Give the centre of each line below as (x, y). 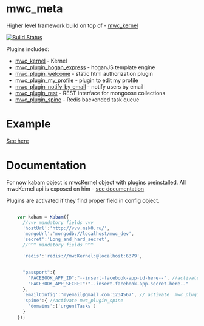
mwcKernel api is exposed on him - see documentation (75, 188)
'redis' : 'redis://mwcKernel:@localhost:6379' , (82, 256)
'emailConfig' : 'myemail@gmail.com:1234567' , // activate (96, 295)
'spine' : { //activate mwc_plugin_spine (73, 301)
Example (29, 124)
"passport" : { (39, 272)
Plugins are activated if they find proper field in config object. (83, 200)
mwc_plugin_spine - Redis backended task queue (77, 100)
